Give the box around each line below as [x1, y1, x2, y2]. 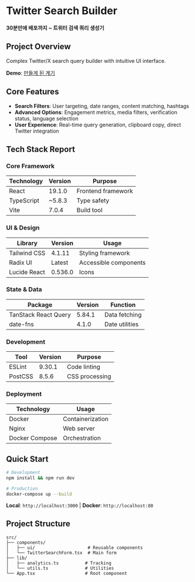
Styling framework [79, 248, 130, 257]
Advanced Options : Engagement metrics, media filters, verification [14, 109, 177, 116]
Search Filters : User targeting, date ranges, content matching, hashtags [14, 102, 190, 109]
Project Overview [6, 42, 71, 52]
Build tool [76, 206, 103, 214]
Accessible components [79, 258, 146, 267]
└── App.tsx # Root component [6, 570, 127, 576]
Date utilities [104, 320, 139, 328]
